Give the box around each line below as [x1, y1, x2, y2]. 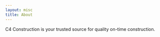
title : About [5, 12, 33, 17]
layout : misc [5, 7, 33, 13]
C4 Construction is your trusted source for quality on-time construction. [5, 26, 155, 32]
